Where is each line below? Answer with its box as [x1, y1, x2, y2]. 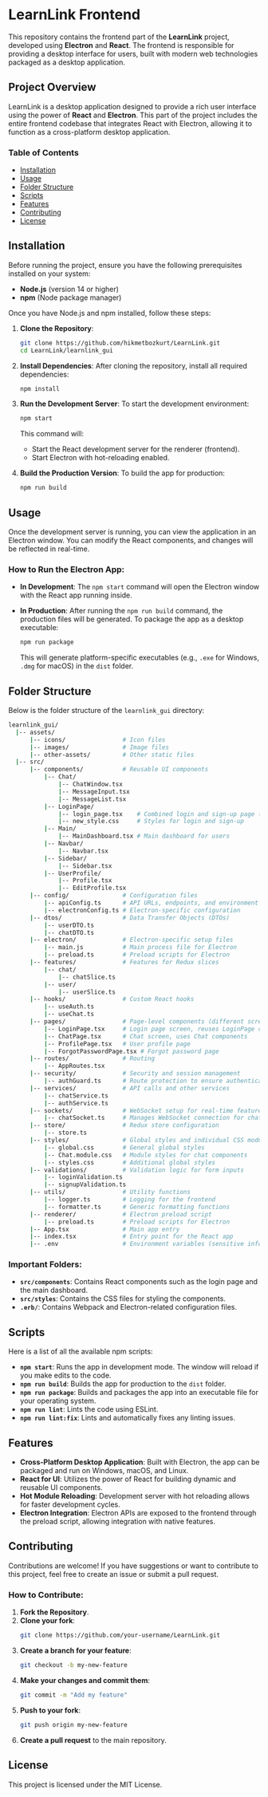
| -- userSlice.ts [58, 987, 116, 996]
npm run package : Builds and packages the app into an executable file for [19, 1388, 259, 1397]
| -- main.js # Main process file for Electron [43, 944, 238, 952]
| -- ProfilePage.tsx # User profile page [43, 1039, 191, 1048]
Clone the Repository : [19, 323, 94, 333]
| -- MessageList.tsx [58, 795, 127, 803]
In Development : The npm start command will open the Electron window [19, 582, 260, 592]
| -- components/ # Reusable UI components [29, 766, 209, 774]
